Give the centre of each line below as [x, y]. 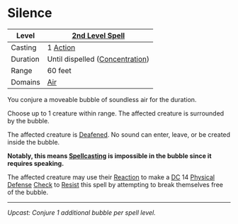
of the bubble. [28, 192]
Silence [30, 13]
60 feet [59, 70]
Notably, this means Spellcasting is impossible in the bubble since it [109, 156]
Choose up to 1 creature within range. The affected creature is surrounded [116, 113]
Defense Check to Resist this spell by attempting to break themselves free [115, 184]
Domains [25, 82]
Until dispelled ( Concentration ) [98, 59]
